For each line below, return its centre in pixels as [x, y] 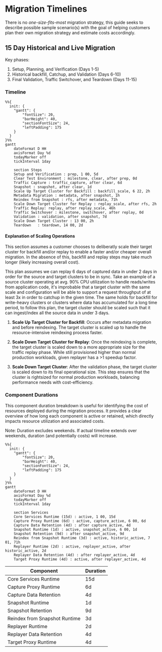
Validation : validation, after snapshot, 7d [60, 217]
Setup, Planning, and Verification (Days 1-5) [55, 69]
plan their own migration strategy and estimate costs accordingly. [70, 33]
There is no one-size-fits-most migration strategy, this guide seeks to [74, 22]
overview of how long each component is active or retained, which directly [79, 416]
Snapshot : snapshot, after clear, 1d [53, 187]
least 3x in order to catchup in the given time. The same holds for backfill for [81, 298]
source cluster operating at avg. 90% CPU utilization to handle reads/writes [80, 282]
